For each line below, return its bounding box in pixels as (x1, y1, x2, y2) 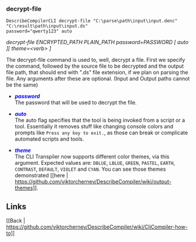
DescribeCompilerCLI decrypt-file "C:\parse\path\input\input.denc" (6, 18, 178, 24)
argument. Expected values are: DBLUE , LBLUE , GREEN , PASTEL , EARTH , (14, 160, 175, 167)
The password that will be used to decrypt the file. (14, 99, 137, 106)
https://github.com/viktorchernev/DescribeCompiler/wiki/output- (14, 178, 172, 185)
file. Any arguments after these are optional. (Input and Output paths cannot (6, 75, 190, 82)
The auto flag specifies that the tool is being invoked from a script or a (14, 117, 185, 124)
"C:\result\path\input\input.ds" (6, 23, 88, 29)
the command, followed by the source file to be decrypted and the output (6, 62, 184, 69)
